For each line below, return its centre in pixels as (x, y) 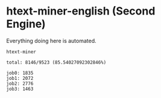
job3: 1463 (20, 89)
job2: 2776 (20, 83)
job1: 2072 (20, 78)
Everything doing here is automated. (51, 41)
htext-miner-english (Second (81, 11)
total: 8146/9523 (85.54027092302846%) (56, 62)
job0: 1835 (20, 73)
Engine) (26, 24)
